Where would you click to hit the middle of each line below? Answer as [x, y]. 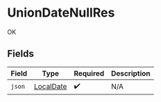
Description [130, 73]
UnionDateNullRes [61, 13]
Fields [21, 54]
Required [89, 73]
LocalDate [50, 87]
